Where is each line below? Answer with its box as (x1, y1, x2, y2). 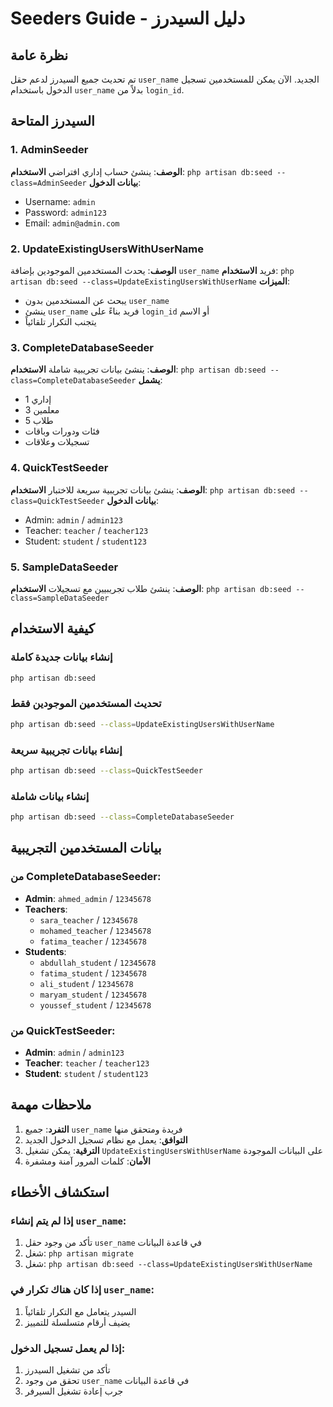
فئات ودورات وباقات (24, 425, 100, 437)
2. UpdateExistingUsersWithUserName (10, 242, 204, 256)
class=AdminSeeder (10, 178, 87, 188)
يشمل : (138, 374, 163, 386)
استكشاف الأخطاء (10, 1184, 110, 1201)
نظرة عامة (10, 47, 69, 64)
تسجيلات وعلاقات (24, 436, 90, 448)
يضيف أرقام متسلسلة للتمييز (24, 1316, 131, 1328)
